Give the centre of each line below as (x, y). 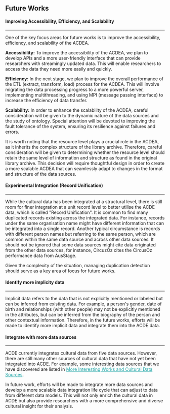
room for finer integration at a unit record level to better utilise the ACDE (80, 207)
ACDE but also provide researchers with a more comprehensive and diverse (84, 401)
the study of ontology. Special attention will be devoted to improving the (80, 121)
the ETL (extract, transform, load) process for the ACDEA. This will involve (82, 84)
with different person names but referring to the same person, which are (80, 234)
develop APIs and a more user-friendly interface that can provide (73, 58)
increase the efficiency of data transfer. (46, 100)
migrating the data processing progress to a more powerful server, (75, 89)
